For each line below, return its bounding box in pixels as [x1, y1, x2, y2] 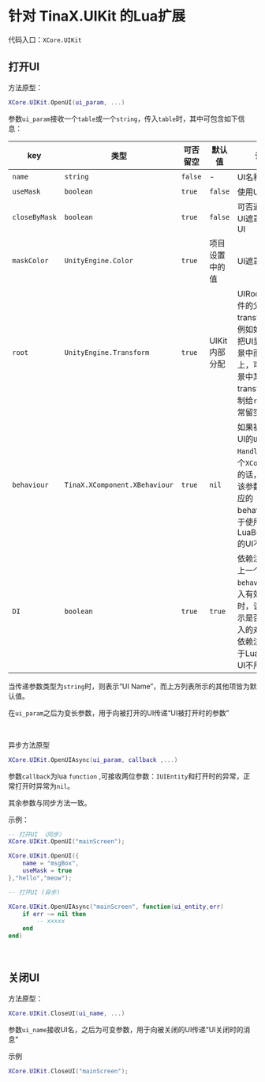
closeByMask [12, 213, 58, 221]
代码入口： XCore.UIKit [8, 35, 82, 44]
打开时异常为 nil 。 [14, 781, 75, 790]
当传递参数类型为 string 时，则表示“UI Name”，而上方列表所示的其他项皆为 [8, 681, 250, 691]
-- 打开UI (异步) [8, 888, 61, 896]
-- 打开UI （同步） [8, 831, 65, 839]
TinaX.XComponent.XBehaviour [64, 480, 174, 489]
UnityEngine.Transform [64, 348, 150, 356]
